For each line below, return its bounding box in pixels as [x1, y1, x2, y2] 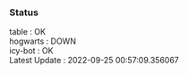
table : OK [9, 27, 47, 37]
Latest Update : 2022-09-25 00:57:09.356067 [9, 55, 179, 66]
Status [9, 6, 38, 19]
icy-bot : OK [9, 45, 54, 56]
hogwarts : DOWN [9, 36, 76, 46]
